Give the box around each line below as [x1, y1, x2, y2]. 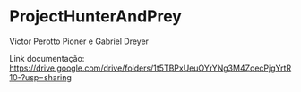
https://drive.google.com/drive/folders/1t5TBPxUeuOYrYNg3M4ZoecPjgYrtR [9, 63, 292, 73]
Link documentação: [9, 53, 85, 63]
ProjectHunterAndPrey [9, 6, 182, 27]
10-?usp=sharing [9, 71, 72, 82]
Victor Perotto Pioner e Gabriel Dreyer [9, 36, 150, 46]
